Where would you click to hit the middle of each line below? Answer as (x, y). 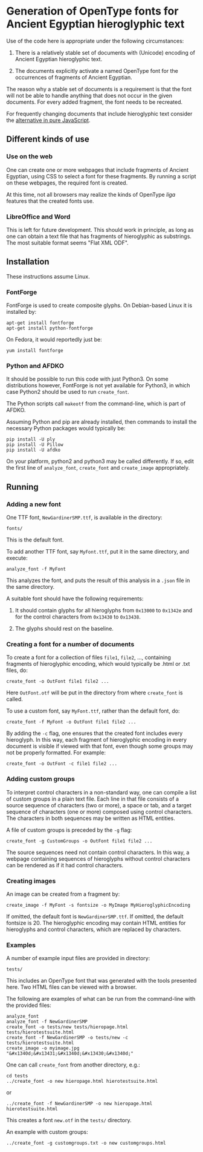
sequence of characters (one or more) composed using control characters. (100, 811)
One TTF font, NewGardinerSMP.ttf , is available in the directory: (84, 518)
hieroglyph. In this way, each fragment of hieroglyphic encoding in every (97, 740)
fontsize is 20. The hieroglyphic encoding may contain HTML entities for (96, 923)
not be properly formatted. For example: (56, 753)
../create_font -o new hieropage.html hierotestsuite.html (82, 1082)
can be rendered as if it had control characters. (65, 865)
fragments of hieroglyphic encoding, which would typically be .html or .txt (98, 664)
